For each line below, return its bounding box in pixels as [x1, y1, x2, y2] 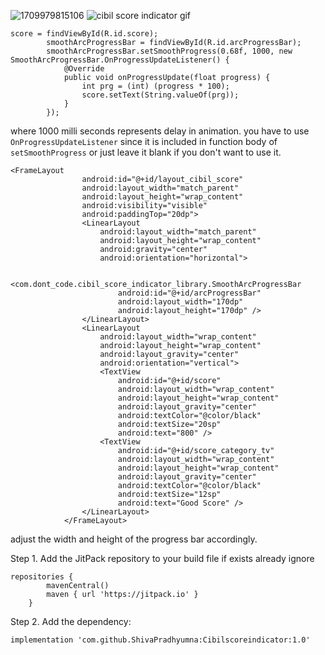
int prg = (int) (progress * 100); [81, 81, 230, 91]
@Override [63, 64, 105, 74]
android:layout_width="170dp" [117, 297, 244, 307]
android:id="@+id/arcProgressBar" [117, 288, 262, 298]
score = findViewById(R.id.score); [10, 29, 159, 39]
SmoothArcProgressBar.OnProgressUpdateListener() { [10, 55, 230, 65]
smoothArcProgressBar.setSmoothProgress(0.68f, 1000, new [46, 46, 293, 56]
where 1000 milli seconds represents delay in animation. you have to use [10, 125, 310, 137]
